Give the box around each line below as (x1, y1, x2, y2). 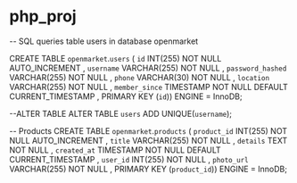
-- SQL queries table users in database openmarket (9, 36, 199, 46)
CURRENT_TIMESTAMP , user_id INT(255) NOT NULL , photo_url (9, 154, 249, 164)
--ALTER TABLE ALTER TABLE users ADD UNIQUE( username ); (9, 108, 233, 119)
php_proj (9, 6, 78, 27)
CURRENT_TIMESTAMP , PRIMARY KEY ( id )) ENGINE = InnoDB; (9, 91, 243, 102)
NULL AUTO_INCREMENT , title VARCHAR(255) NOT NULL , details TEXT (9, 135, 288, 146)
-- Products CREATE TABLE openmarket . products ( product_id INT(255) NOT (9, 125, 288, 136)
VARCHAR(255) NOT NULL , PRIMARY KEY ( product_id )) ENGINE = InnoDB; (9, 163, 288, 174)
